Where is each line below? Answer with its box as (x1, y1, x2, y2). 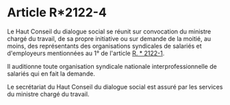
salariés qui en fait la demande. (7, 70, 96, 78)
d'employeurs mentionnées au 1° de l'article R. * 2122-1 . (7, 49, 165, 57)
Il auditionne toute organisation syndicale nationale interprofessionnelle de (7, 62, 217, 70)
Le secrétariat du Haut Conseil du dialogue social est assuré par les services (7, 82, 223, 91)
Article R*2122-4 (7, 5, 107, 20)
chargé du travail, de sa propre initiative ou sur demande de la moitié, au (7, 34, 212, 42)
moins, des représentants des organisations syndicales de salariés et (7, 42, 202, 50)
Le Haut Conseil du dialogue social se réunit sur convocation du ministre (7, 27, 212, 35)
